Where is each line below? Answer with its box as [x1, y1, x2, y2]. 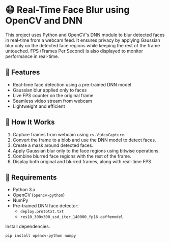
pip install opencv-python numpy [5, 233, 76, 238]
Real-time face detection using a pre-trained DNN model [12, 81, 131, 87]
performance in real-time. [5, 53, 60, 59]
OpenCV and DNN [5, 15, 83, 26]
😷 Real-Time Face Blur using [5, 4, 130, 16]
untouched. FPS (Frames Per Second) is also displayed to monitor [5, 48, 144, 54]
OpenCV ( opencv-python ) [12, 192, 65, 198]
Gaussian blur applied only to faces [12, 87, 87, 93]
